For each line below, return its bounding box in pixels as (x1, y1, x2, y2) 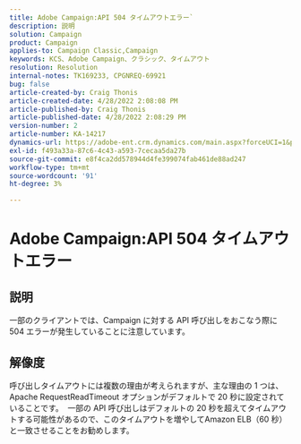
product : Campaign (9, 38, 78, 47)
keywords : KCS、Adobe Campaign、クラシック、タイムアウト (9, 55, 211, 64)
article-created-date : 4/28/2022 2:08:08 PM (9, 96, 178, 106)
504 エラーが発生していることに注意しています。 (9, 326, 190, 337)
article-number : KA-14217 (9, 130, 106, 139)
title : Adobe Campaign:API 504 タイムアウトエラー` (9, 13, 194, 22)
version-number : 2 (9, 122, 78, 131)
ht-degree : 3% (9, 180, 63, 189)
